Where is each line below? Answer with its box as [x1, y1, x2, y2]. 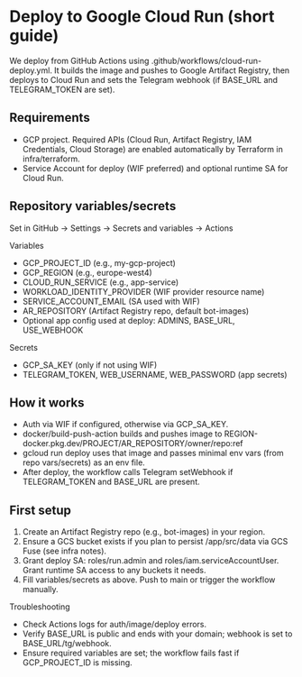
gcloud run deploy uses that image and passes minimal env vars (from [22, 448, 284, 459]
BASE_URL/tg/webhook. [22, 638, 113, 649]
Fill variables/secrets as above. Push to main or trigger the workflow [22, 574, 276, 585]
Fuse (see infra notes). [22, 545, 106, 556]
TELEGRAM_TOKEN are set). [9, 84, 115, 95]
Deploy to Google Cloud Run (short [9, 6, 275, 27]
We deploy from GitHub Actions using [9, 55, 150, 66]
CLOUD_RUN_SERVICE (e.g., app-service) [22, 277, 179, 288]
